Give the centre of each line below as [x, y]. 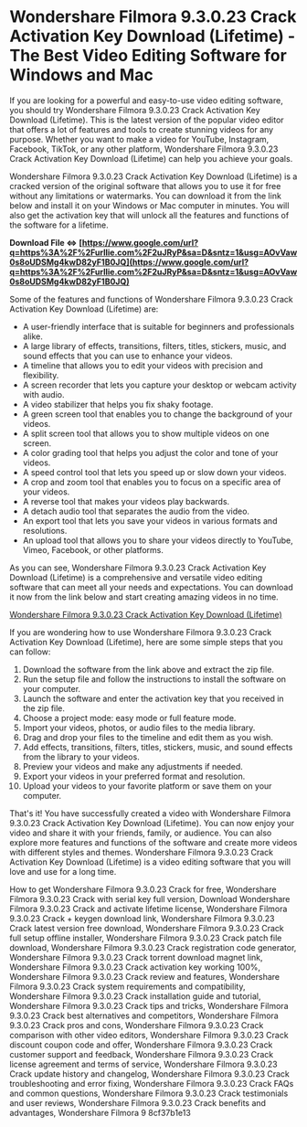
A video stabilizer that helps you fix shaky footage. [118, 404]
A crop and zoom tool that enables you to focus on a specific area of [152, 482]
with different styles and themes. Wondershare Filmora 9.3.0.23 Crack [142, 852]
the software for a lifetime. [59, 225]
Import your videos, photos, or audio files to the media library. [139, 728]
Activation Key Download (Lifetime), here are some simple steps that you [146, 642]
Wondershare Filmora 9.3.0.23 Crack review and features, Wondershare [145, 976]
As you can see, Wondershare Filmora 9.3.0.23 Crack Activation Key [138, 568]
